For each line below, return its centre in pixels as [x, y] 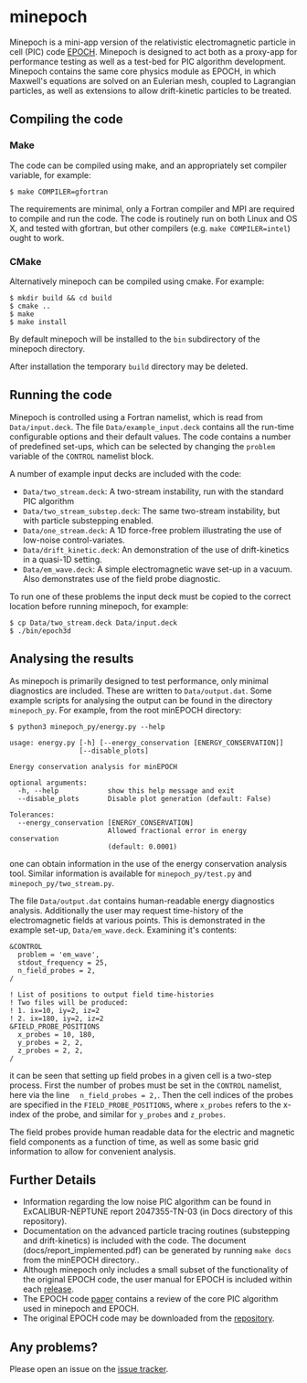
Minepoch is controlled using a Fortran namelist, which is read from [136, 417]
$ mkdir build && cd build [61, 298]
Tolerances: [32, 815]
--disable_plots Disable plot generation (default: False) [145, 798]
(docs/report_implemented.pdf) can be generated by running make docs [157, 1251]
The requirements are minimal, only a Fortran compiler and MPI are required [152, 208]
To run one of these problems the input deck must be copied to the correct [150, 596]
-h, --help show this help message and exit [126, 791]
